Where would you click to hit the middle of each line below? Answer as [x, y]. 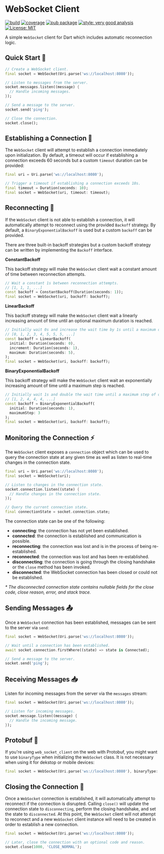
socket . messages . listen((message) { [42, 87]
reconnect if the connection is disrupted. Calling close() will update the [77, 804]
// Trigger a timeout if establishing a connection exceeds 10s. [73, 184]
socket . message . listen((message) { [41, 716]
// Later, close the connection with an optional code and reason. [75, 842]
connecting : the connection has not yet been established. [71, 531]
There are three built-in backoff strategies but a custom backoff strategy [78, 245]
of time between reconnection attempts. [45, 274]
